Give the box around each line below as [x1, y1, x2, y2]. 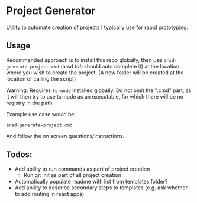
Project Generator [6, 4, 96, 18]
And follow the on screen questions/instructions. [6, 132, 125, 139]
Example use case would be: [6, 110, 76, 117]
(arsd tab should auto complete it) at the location [60, 63, 180, 70]
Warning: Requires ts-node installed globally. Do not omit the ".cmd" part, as [6, 87, 192, 94]
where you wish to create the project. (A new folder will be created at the [6, 69, 184, 76]
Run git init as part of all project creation [23, 171, 121, 178]
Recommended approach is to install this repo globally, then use [6, 56, 163, 63]
